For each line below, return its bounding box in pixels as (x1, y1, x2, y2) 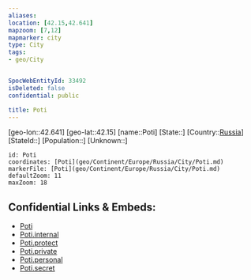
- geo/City (8, 56, 44, 64)
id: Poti (8, 151, 37, 159)
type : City (8, 41, 44, 49)
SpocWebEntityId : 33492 (8, 77, 87, 85)
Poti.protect (19, 238, 58, 248)
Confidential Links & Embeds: (8, 200, 156, 214)
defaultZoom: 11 (8, 172, 62, 180)
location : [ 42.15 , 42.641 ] (8, 19, 93, 27)
